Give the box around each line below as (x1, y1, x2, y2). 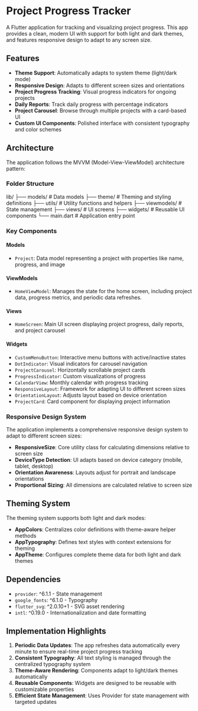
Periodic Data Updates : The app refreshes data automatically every (14, 642, 180, 649)
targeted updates (14, 699, 57, 706)
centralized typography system (14, 661, 91, 668)
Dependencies (6, 574, 61, 584)
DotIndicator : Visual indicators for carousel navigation (14, 360, 148, 367)
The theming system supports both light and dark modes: (6, 514, 146, 522)
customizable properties (14, 686, 74, 693)
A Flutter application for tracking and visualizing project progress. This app (6, 24, 189, 31)
